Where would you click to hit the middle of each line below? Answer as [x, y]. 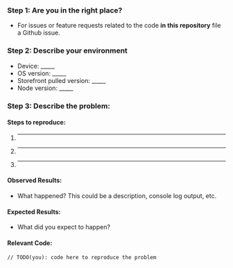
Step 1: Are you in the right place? [65, 10]
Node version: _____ [45, 88]
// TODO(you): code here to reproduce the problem [82, 258]
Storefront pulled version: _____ [61, 80]
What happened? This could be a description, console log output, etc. [117, 195]
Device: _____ [36, 66]
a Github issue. [38, 33]
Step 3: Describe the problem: [59, 106]
